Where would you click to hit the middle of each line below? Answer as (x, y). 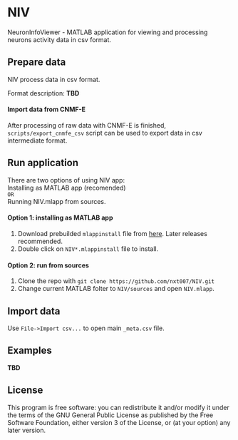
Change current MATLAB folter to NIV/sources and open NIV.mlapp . (116, 289)
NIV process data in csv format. (54, 79)
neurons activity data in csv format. (59, 39)
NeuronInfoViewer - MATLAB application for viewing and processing (108, 32)
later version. (27, 430)
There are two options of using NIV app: (66, 180)
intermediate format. (37, 140)
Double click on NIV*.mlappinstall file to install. (88, 249)
